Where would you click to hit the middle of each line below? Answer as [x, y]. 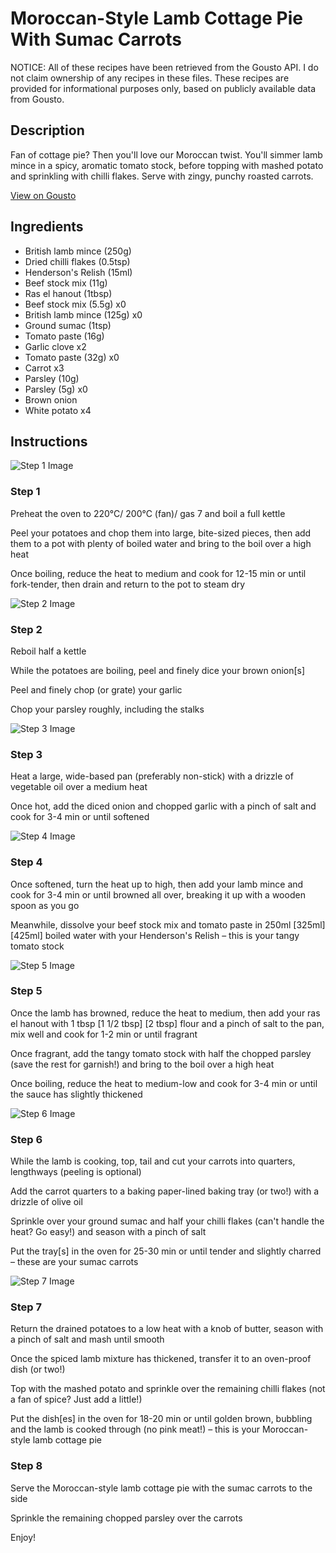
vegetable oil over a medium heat [79, 787]
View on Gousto [43, 195]
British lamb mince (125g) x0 [83, 314]
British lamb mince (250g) [78, 251]
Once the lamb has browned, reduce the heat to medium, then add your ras [165, 1013]
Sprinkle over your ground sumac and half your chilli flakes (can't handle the [167, 1221]
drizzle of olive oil [46, 1202]
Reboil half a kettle [48, 651]
